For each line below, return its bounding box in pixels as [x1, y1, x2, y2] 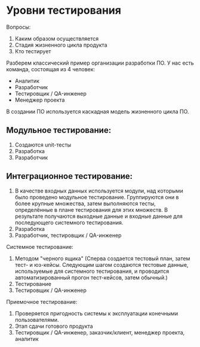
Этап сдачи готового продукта [14, 322, 94, 330]
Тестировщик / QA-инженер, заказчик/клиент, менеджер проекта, [14, 328, 185, 336]
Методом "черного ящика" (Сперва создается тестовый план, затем [14, 255, 190, 262]
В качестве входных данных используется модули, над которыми [14, 187, 183, 194]
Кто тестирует [14, 47, 51, 54]
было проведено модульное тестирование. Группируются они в [14, 193, 179, 200]
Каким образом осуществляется [14, 35, 99, 42]
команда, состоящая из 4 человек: [6, 65, 96, 72]
